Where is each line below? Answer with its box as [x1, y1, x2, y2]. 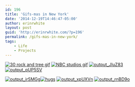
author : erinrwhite [5, 21, 45, 26]
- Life [14, 43, 27, 48]
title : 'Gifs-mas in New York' [5, 12, 69, 17]
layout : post [5, 25, 32, 30]
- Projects [14, 48, 36, 53]
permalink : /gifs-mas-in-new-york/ [5, 35, 78, 40]
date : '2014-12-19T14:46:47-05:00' [5, 16, 78, 21]
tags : [5, 39, 16, 44]
